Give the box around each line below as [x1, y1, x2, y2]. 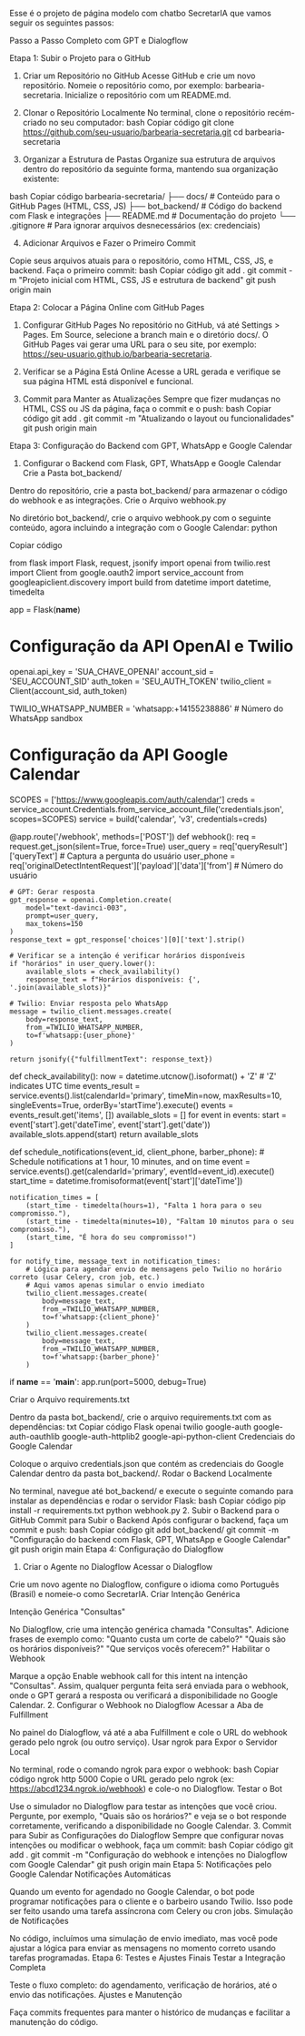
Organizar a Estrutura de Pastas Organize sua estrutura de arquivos [22, 154, 276, 165]
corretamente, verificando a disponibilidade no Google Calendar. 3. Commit [9, 1820, 292, 1831]
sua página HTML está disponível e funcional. [22, 376, 194, 386]
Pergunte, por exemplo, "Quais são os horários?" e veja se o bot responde [9, 1810, 288, 1821]
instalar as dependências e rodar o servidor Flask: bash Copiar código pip [9, 1495, 286, 1506]
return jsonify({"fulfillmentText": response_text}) [9, 1054, 213, 1064]
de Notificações [9, 1915, 70, 1926]
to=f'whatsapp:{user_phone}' [25, 1031, 136, 1040]
